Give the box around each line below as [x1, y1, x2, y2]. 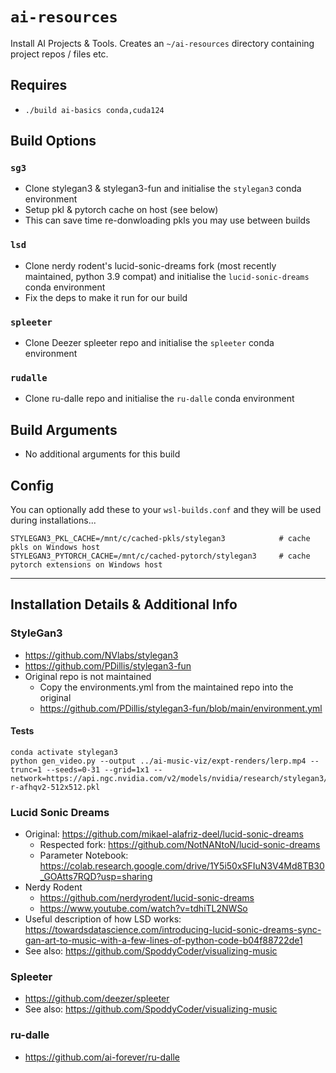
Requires [10, 77, 68, 94]
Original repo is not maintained [24, 670, 152, 682]
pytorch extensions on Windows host [10, 559, 163, 570]
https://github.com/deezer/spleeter [24, 993, 170, 1005]
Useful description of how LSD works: [24, 913, 182, 925]
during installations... [10, 514, 97, 526]
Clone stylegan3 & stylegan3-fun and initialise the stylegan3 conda [24, 183, 302, 195]
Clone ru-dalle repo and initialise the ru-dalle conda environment [24, 393, 295, 405]
